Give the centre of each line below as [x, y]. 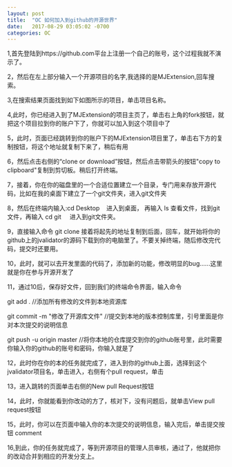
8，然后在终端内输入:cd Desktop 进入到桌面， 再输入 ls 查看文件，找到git [114, 208]
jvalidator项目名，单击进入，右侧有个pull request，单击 [86, 372]
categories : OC [29, 33]
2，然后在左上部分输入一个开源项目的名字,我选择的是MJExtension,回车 [108, 77]
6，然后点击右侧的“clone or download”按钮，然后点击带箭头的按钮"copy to [114, 162]
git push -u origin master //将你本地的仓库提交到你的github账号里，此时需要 [115, 340]
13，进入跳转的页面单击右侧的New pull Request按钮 [80, 386]
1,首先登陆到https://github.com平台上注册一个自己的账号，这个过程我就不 [111, 53]
